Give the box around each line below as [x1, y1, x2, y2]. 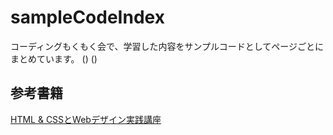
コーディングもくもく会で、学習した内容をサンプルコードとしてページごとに [10, 40, 325, 52]
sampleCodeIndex [10, 6, 165, 29]
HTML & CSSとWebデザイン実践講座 [10, 113, 162, 125]
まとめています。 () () [10, 52, 98, 65]
